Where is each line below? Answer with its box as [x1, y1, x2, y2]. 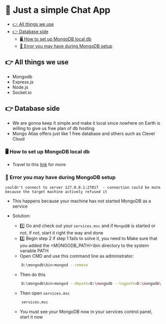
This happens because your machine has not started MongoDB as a [12, 198, 151, 204]
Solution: [12, 213, 31, 219]
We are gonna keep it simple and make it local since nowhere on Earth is [12, 120, 161, 126]
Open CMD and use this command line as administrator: [19, 253, 134, 259]
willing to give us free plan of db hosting [12, 125, 95, 131]
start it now [19, 314, 43, 320]
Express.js [12, 79, 34, 85]
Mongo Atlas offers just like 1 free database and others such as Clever [12, 131, 156, 137]
